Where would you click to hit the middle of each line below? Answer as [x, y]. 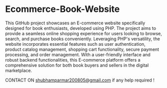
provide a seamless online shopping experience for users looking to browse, [83, 33]
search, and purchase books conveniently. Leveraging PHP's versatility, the [83, 39]
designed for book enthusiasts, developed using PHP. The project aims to [81, 28]
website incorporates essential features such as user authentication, [75, 44]
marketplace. [19, 70]
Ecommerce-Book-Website [63, 9]
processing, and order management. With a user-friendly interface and [78, 54]
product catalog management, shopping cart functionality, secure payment [82, 49]
